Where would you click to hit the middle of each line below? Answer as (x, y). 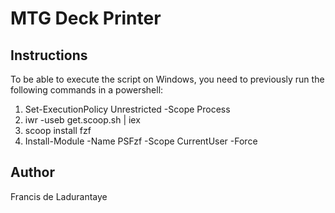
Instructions (49, 55)
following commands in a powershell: (87, 90)
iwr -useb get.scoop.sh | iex (82, 120)
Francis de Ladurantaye (59, 196)
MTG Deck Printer (86, 18)
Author (32, 172)
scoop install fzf (58, 130)
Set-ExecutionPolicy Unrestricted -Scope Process (127, 109)
